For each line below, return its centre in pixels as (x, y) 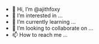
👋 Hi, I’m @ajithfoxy (36, 9)
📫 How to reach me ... (40, 35)
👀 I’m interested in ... (37, 15)
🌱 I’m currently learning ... (44, 22)
